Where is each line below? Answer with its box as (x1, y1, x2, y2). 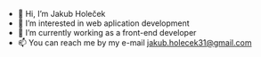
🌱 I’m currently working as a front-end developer (17, 28, 197, 37)
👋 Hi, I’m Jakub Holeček (17, 9, 106, 19)
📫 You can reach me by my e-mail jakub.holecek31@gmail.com (17, 37, 252, 48)
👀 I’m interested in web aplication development (17, 18, 190, 28)
